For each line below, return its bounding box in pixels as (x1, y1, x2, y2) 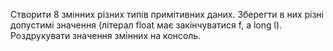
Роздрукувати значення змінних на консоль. (10, 30, 202, 41)
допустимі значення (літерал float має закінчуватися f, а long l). (10, 19, 283, 31)
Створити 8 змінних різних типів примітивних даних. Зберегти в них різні (10, 9, 324, 20)
